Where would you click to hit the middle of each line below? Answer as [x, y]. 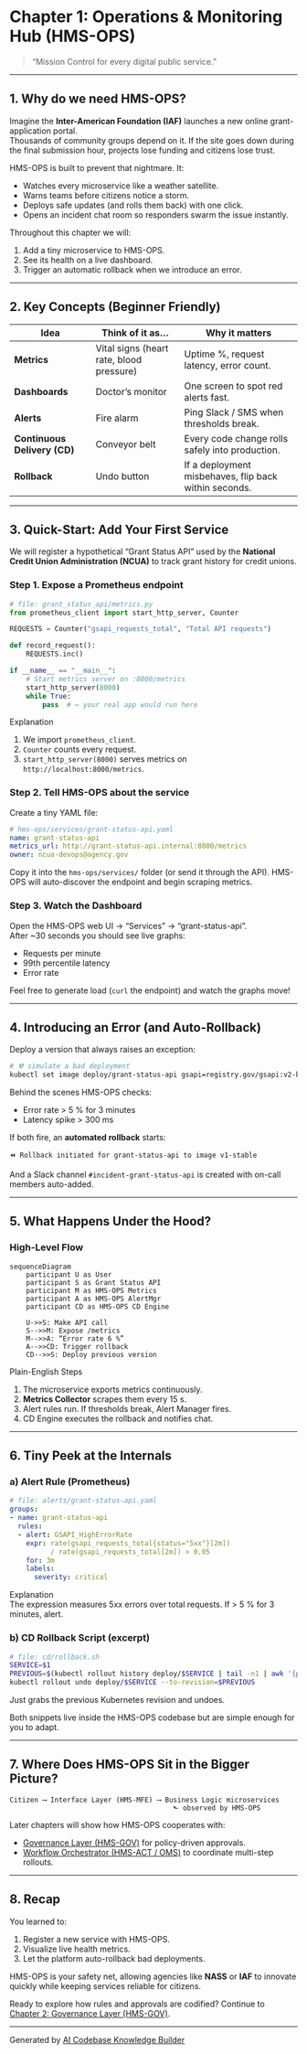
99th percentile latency [66, 963]
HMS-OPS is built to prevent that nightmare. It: [97, 167]
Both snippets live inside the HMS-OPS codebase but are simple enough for [152, 1717]
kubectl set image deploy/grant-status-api [94, 1075]
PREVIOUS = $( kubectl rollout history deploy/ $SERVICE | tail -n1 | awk [147, 1674]
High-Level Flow [47, 1247]
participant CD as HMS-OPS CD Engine [98, 1306]
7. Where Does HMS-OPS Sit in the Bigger [129, 1765]
